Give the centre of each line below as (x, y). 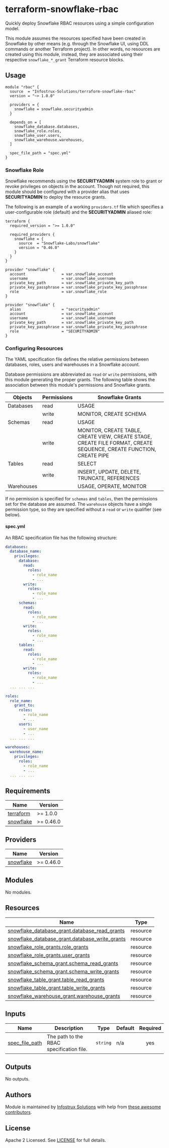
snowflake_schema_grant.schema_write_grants (63, 972)
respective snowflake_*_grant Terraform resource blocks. (65, 59)
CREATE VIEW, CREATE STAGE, (115, 437)
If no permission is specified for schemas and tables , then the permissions (81, 499)
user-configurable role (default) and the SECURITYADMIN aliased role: (79, 212)
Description (69, 1028)
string (104, 1043)
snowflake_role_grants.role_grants (48, 947)
